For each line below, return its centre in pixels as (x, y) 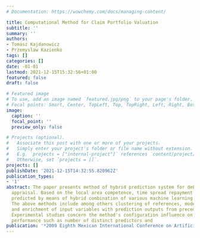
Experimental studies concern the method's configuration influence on (102, 215)
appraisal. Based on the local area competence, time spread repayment (102, 193)
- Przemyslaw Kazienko (34, 50)
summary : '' (21, 33)
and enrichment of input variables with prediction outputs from (94, 209)
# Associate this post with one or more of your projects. (84, 143)
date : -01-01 (22, 66)
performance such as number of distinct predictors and (82, 220)
